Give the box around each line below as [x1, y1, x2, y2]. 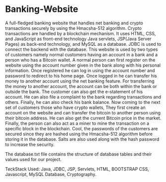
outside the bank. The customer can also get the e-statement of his [5, 89, 143, 94]
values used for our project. [5, 156, 62, 162]
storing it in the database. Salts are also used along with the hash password [5, 136, 160, 142]
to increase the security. [5, 141, 55, 147]
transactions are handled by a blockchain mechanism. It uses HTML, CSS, [5, 30, 156, 36]
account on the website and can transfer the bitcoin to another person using [5, 109, 161, 115]
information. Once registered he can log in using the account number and [5, 67, 155, 73]
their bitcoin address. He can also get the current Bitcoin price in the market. [5, 115, 162, 121]
